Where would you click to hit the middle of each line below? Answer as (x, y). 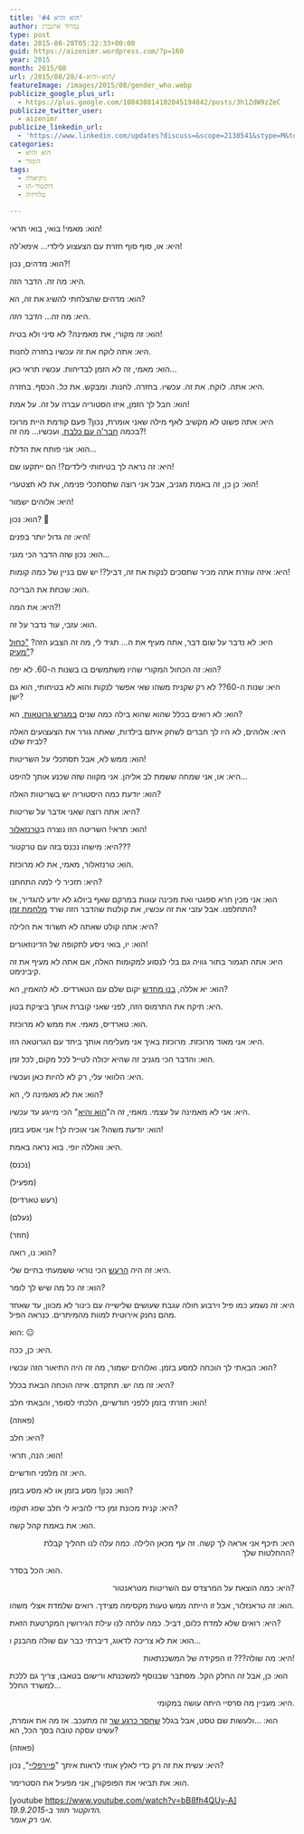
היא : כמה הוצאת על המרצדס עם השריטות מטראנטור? (204, 1588)
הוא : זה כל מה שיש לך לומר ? (57, 1287)
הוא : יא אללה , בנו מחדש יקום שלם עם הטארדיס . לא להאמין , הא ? (119, 989)
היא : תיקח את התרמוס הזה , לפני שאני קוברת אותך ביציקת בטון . (116, 1006)
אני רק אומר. (31, 1819)
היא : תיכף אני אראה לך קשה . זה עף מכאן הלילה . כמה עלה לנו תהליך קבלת (169, 1543)
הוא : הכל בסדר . (36, 1570)
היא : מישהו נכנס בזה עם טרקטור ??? (70, 847)
